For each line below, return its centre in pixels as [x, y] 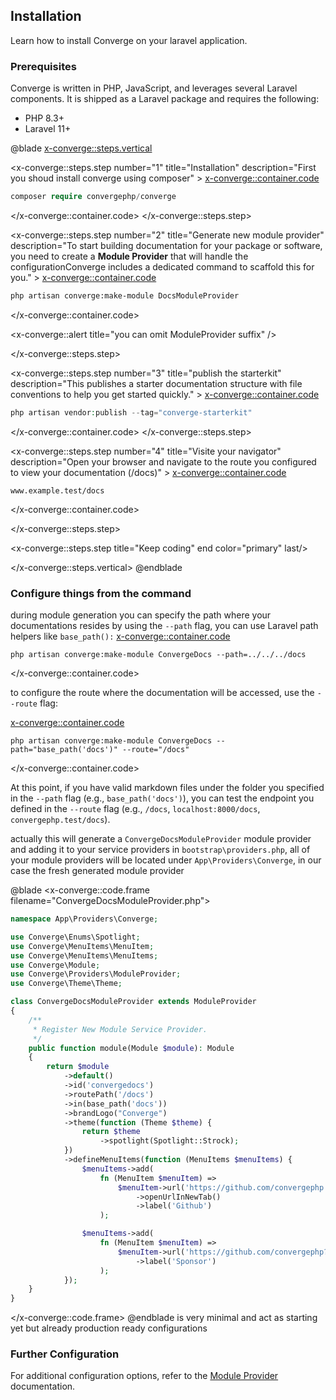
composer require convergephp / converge [93, 197]
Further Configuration [65, 1354]
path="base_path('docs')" [64, 750]
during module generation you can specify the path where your [141, 615]
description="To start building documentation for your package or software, [166, 245]
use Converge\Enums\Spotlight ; [75, 937]
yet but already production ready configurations [109, 1328]
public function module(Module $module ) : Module [131, 1048]
